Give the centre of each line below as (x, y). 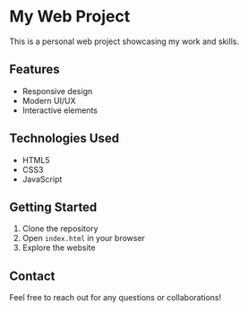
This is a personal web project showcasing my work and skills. (124, 41)
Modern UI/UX (49, 100)
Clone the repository (60, 229)
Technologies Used (64, 139)
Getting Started (53, 207)
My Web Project (70, 17)
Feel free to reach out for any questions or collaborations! (115, 298)
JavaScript (42, 179)
